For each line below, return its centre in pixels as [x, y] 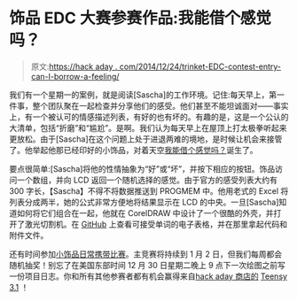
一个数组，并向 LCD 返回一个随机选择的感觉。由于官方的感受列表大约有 [147, 180]
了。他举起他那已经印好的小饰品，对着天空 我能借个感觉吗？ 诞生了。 [133, 150]
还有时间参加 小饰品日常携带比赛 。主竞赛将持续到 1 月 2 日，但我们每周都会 [145, 254]
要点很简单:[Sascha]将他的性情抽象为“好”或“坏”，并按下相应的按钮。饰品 [142, 168]
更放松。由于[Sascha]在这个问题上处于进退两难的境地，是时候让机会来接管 [146, 139]
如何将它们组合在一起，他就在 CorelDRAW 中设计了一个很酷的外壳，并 [145, 212]
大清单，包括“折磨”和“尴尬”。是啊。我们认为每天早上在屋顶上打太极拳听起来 [148, 127]
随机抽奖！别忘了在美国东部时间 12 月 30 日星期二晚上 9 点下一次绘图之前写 [148, 265]
